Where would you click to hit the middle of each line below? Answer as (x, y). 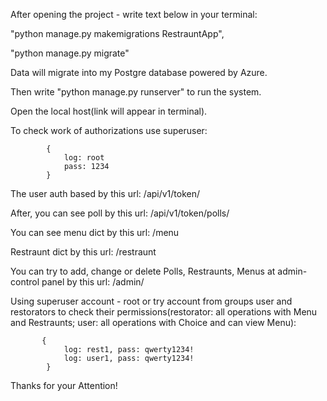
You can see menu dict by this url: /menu (95, 232)
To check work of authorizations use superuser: (109, 130)
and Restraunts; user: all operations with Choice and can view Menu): (153, 322)
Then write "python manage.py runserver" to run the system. (136, 92)
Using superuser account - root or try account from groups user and (151, 301)
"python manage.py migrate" (70, 53)
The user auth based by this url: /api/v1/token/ (105, 193)
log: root (84, 158)
